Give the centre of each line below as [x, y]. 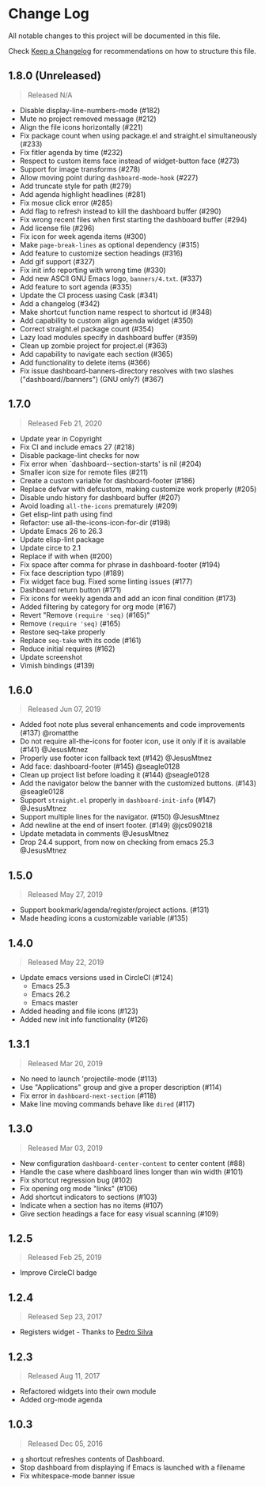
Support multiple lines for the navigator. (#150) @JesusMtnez [119, 817]
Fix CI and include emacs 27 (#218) [77, 447]
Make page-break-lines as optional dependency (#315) [110, 244]
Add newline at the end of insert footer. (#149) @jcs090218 [116, 825]
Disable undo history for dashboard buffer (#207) [100, 497]
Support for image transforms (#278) [80, 169]
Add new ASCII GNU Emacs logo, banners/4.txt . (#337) [111, 278]
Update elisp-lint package [62, 539]
